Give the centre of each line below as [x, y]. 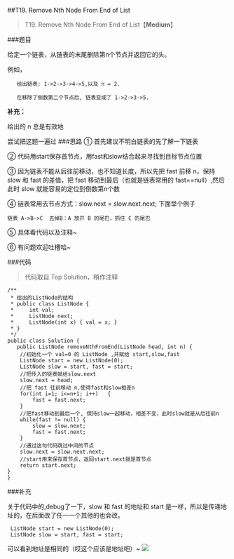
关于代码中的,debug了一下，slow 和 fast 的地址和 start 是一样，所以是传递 [114, 506]
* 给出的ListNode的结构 [42, 298]
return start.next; [48, 466]
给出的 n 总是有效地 [36, 126]
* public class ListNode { [50, 304]
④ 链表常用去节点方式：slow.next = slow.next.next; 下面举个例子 [102, 204]
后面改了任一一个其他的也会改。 [77, 515]
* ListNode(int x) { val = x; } [64, 322]
